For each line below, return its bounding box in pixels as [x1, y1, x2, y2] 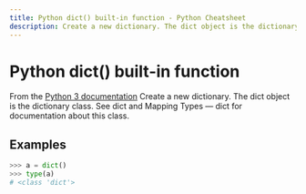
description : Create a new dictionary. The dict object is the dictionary [9, 22, 300, 31]
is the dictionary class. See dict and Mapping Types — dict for [9, 101, 243, 112]
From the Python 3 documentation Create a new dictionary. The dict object [9, 91, 291, 102]
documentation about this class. [9, 110, 130, 121]
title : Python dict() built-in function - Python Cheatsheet [9, 13, 247, 23]
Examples [9, 137, 66, 152]
